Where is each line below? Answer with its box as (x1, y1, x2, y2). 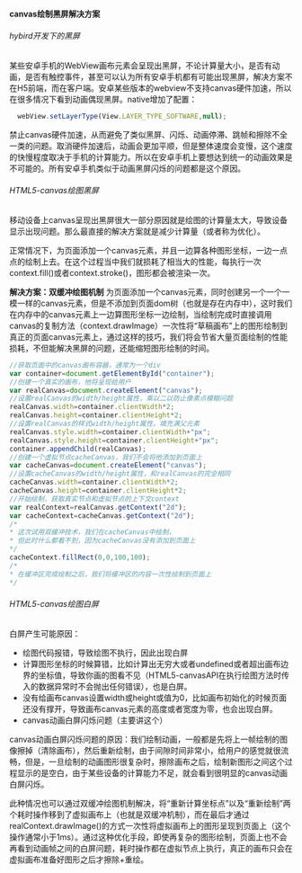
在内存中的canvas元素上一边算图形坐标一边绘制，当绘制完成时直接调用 (9, 308, 272, 319)
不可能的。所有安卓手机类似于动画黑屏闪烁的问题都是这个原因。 (9, 163, 245, 174)
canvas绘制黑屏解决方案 (9, 8, 101, 19)
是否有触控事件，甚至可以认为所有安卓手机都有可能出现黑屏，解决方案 (24, 71, 285, 82)
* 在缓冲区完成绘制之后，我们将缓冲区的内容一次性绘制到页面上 (9, 569, 212, 579)
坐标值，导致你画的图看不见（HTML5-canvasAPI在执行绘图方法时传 (38, 670, 290, 681)
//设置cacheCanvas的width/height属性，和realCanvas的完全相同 (9, 469, 231, 478)
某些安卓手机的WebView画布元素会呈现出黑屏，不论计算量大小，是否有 (9, 59, 272, 71)
